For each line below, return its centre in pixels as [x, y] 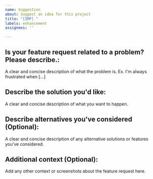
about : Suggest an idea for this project [48, 14]
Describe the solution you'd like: [56, 92]
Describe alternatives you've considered [69, 119]
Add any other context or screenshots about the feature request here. [76, 171]
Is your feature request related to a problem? [75, 52]
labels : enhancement [26, 23]
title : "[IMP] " [22, 19]
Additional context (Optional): [51, 159]
